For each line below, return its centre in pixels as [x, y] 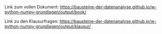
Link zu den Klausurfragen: [32, 21]
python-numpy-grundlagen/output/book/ [46, 12]
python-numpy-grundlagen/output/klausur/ [48, 26]
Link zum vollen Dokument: [32, 7]
